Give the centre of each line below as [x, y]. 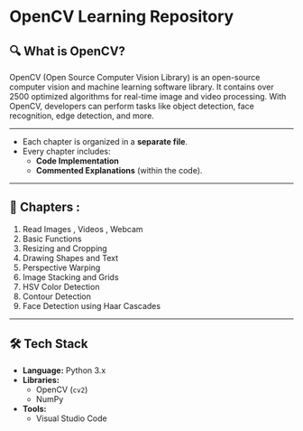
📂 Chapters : [45, 207]
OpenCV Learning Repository [122, 17]
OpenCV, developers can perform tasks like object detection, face [132, 106]
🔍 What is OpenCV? [68, 51]
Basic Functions [52, 239]
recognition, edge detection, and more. [82, 116]
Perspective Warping [61, 267]
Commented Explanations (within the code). [119, 170]
